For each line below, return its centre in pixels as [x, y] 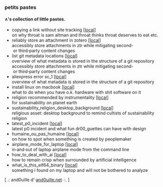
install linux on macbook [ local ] [43, 87]
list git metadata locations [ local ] [45, 56]
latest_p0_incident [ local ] [37, 123]
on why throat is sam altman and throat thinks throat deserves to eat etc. [85, 35]
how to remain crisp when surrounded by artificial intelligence [74, 160]
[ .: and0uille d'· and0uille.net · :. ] [37, 180]
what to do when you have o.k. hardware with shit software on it [76, 93]
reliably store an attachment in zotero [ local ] [56, 40]
